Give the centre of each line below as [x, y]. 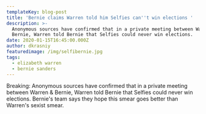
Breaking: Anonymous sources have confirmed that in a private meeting [97, 86]
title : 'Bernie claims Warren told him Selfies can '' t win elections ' [100, 18]
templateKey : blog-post [37, 12]
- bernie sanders [34, 69]
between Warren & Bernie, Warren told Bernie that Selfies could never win [100, 93]
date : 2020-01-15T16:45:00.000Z [48, 40]
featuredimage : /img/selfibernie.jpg [55, 52]
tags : [13, 57]
